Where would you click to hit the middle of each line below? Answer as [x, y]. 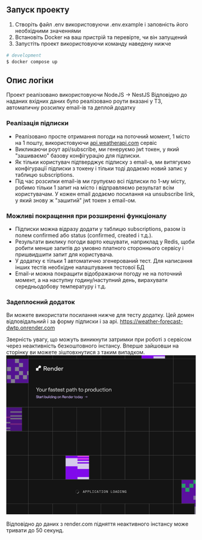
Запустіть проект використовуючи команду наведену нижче [93, 43]
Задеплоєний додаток [41, 302]
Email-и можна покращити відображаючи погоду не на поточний [98, 274]
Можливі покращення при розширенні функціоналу [87, 216]
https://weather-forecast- [151, 322]
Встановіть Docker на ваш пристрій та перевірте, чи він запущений [101, 37]
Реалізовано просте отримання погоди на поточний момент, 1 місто [103, 136]
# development [24, 55]
